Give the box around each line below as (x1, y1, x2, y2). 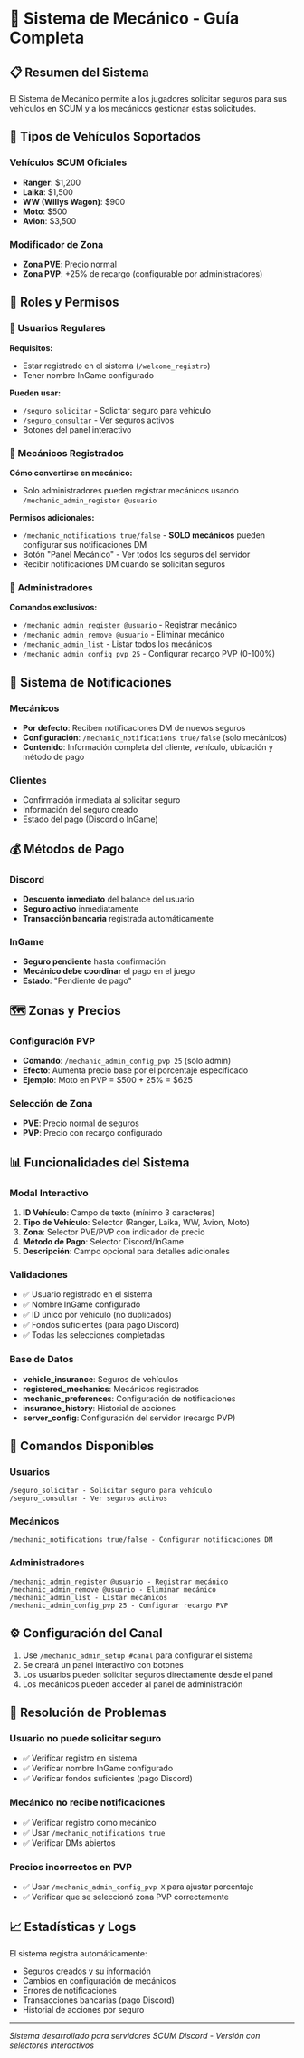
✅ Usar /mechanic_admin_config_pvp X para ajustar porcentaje (22, 1881, 254, 1892)
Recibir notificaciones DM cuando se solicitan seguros (22, 558, 226, 570)
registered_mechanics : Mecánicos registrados (22, 1383, 199, 1394)
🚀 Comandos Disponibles (9, 1438, 155, 1454)
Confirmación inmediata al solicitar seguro (22, 795, 181, 805)
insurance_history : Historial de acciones (22, 1402, 176, 1413)
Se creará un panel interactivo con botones (22, 1659, 184, 1670)
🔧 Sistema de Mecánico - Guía (9, 8, 240, 29)
